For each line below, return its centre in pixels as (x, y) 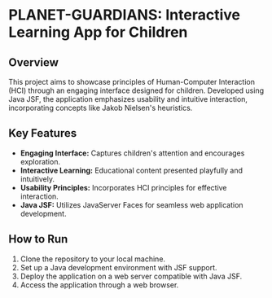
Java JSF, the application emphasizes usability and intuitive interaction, (128, 99)
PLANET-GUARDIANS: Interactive (124, 15)
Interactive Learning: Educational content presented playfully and (131, 170)
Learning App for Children (98, 32)
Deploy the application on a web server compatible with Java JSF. (131, 276)
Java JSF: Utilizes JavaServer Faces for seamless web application (132, 204)
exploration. (40, 161)
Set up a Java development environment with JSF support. (118, 267)
